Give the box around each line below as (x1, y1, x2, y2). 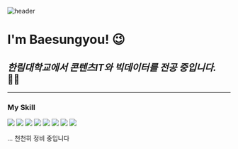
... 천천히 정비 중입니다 (7, 134, 69, 143)
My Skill (7, 102, 35, 112)
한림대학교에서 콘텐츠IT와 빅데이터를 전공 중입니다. (7, 61, 217, 74)
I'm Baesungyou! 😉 (7, 32, 125, 48)
